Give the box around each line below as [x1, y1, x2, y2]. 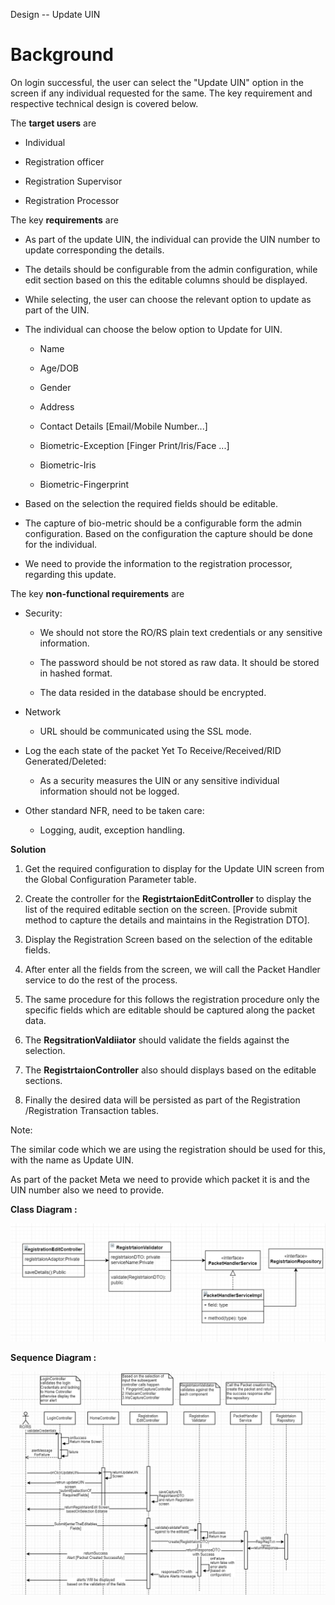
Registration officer [24, 155, 105, 168]
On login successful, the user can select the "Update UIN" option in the [10, 76, 304, 88]
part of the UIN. [24, 304, 90, 316]
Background [10, 44, 114, 66]
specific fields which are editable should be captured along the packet [24, 1004, 316, 1016]
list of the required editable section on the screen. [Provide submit [24, 903, 298, 915]
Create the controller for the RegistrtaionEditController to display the [24, 892, 312, 904]
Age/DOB [39, 362, 80, 374]
